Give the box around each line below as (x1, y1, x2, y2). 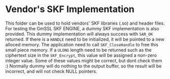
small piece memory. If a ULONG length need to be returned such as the (5, 47, 152, 53)
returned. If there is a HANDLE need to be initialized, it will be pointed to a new (5, 36, 165, 42)
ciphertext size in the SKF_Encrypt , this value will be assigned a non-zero (5, 52, 157, 58)
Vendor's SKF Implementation (5, 4, 134, 15)
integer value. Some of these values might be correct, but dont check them (5, 57, 162, 63)
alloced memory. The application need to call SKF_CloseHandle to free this (5, 41, 159, 47)
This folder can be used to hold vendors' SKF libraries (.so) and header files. (5, 20, 165, 26)
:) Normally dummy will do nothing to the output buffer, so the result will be (5, 63, 162, 69)
